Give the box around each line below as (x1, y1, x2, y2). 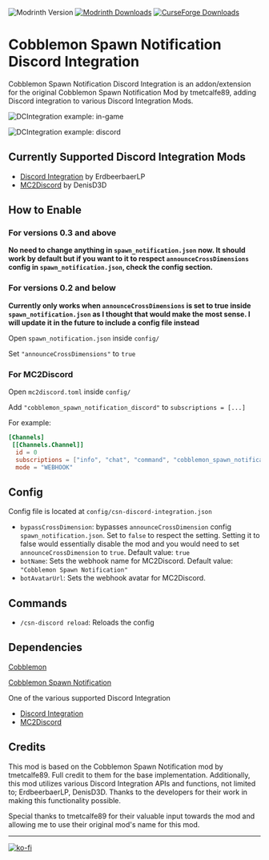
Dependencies (8, 641, 82, 654)
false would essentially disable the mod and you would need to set (19, 539, 240, 549)
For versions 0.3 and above (8, 227, 117, 239)
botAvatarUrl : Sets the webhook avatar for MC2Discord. (19, 573, 206, 583)
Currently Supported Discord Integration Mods (8, 151, 247, 164)
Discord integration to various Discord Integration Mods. (8, 96, 194, 106)
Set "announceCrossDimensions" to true (8, 348, 136, 358)
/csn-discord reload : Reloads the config (19, 617, 155, 628)
